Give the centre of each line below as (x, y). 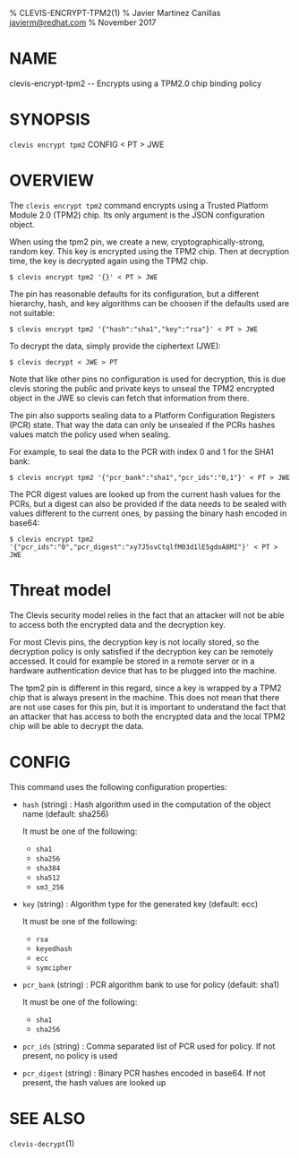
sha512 (48, 878)
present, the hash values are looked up (94, 1082)
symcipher (54, 968)
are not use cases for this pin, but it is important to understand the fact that (148, 707)
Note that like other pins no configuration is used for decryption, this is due (148, 379)
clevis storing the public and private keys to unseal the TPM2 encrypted (142, 388)
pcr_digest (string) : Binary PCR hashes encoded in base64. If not (144, 1073)
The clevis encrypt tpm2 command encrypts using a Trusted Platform (139, 205)
